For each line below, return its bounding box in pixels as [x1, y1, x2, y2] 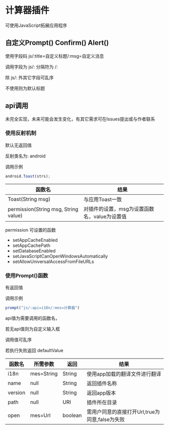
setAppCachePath [12, 242, 50, 248]
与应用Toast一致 [83, 196, 122, 203]
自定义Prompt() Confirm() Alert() [5, 38, 109, 47]
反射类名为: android [5, 153, 46, 159]
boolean [62, 412, 82, 419]
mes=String [30, 370, 58, 377]
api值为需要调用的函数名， [5, 315, 60, 321]
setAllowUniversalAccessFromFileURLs [12, 259, 94, 265]
